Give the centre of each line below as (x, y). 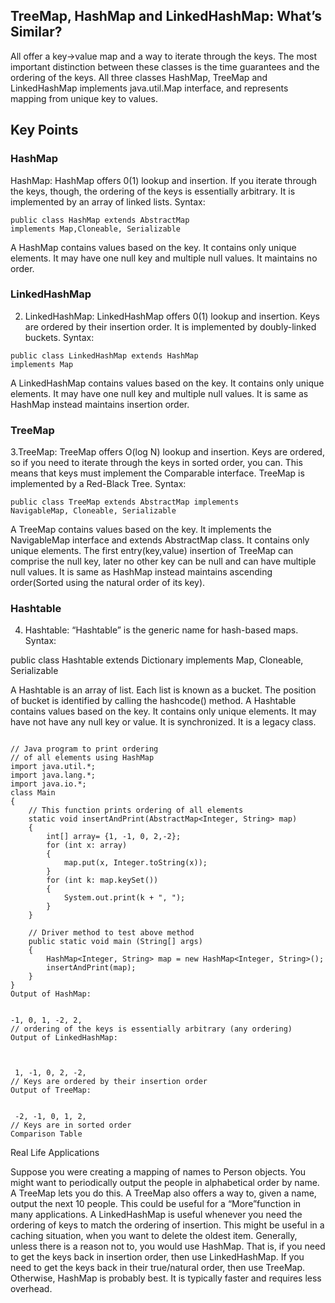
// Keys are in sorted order (71, 1125)
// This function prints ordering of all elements (136, 810)
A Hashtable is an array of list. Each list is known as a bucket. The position (163, 690)
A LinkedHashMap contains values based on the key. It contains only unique (167, 383)
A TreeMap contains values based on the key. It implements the (141, 530)
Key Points (44, 130)
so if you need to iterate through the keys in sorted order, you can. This (156, 463)
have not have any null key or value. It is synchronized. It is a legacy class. (163, 722)
